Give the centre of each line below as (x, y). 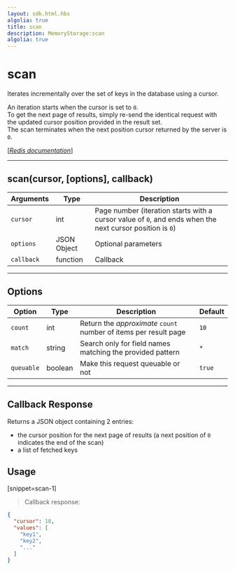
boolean (60, 368)
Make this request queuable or (130, 363)
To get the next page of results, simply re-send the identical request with (112, 115)
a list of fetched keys (48, 450)
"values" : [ (31, 528)
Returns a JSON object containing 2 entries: (71, 421)
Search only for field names (125, 343)
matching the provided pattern (130, 352)
